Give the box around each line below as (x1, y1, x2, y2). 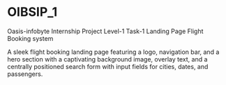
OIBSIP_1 (7, 4, 58, 20)
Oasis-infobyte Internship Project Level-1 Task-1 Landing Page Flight (7, 27, 204, 35)
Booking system (7, 34, 54, 42)
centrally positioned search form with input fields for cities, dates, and (7, 62, 209, 70)
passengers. (7, 70, 43, 78)
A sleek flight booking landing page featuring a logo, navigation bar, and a (7, 48, 220, 56)
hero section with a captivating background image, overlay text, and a (7, 55, 208, 63)
